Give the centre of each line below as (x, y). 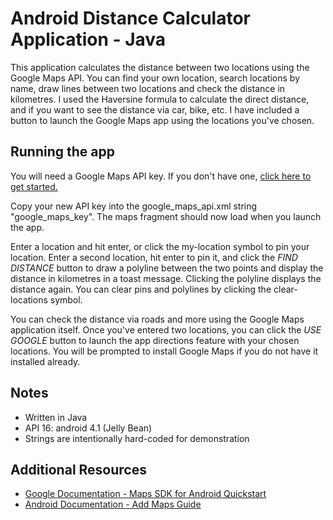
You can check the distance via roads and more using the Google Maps (157, 319)
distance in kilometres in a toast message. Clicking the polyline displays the (166, 278)
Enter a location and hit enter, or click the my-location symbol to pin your (160, 246)
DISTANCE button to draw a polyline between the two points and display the (167, 268)
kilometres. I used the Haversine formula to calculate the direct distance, (160, 99)
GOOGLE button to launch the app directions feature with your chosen (155, 340)
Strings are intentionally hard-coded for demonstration (137, 438)
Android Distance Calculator (130, 18)
